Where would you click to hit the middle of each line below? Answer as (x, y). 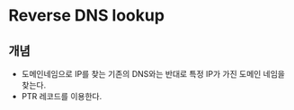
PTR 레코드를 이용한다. (62, 96)
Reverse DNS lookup (87, 16)
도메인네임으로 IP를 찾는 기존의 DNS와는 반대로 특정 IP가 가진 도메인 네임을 (153, 74)
